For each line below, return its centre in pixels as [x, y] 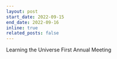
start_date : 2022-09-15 [35, 17]
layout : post [22, 11]
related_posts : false [33, 33]
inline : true [22, 28]
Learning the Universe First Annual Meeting [59, 50]
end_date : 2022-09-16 [33, 22]
